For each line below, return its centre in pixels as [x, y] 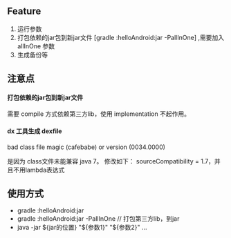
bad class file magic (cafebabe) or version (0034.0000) [86, 147]
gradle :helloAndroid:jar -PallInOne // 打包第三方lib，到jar [98, 219]
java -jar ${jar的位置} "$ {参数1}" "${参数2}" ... [82, 228]
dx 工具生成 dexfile [35, 131]
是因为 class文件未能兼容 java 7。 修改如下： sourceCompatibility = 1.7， [111, 161]
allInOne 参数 [36, 46]
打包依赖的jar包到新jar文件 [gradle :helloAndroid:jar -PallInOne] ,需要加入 [121, 37]
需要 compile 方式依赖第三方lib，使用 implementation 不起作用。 [99, 114]
